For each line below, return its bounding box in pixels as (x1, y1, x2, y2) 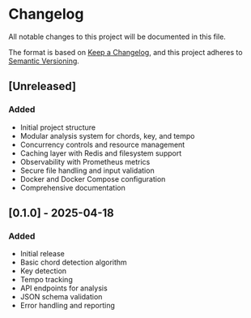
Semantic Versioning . (8, 56, 79, 66)
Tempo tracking (19, 275, 73, 285)
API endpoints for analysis (19, 283, 108, 293)
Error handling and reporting (19, 301, 116, 311)
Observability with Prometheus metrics (19, 157, 151, 166)
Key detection (19, 266, 67, 276)
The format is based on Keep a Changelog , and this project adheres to (8, 47, 243, 57)
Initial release (19, 249, 65, 259)
